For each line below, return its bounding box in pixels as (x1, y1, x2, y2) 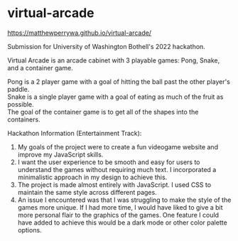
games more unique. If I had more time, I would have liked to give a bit (17, 203, 223, 211)
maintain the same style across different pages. (17, 188, 158, 196)
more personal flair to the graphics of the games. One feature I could (17, 210, 219, 219)
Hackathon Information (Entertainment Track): (7, 129, 142, 137)
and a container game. (7, 63, 73, 72)
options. (17, 225, 42, 234)
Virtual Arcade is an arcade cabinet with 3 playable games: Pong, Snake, (7, 55, 220, 65)
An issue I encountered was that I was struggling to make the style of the (17, 196, 232, 204)
